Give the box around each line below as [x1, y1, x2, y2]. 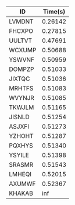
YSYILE [9, 151, 29, 159]
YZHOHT [9, 132, 34, 140]
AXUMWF [9, 180, 36, 187]
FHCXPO [9, 27, 34, 35]
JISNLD [9, 113, 30, 121]
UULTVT [9, 36, 33, 45]
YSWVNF [9, 56, 35, 63]
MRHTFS [9, 85, 34, 92]
